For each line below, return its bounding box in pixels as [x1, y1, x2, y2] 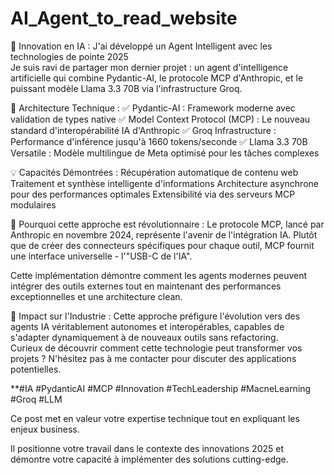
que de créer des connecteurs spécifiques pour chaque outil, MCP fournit [10, 239, 315, 251]
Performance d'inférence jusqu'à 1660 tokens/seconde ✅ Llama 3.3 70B [10, 135, 308, 147]
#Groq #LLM [10, 393, 63, 405]
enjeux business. [10, 423, 80, 435]
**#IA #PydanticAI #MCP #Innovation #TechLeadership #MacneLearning [10, 382, 312, 394]
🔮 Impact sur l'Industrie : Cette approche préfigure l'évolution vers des [10, 310, 301, 322]
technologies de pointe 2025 [10, 50, 129, 62]
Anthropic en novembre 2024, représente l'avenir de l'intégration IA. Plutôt [10, 228, 318, 241]
